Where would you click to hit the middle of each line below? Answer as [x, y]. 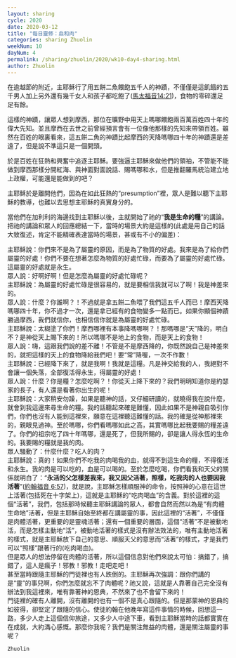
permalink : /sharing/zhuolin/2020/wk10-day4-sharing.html [94, 60]
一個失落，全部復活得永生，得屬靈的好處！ [81, 372]
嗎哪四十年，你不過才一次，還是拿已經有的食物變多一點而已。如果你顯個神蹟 [118, 310]
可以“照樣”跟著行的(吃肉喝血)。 [52, 548]
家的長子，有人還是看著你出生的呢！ [60, 390]
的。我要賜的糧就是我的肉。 [47, 442]
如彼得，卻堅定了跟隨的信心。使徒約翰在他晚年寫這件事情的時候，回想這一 [115, 609]
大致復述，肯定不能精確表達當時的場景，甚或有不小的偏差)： [95, 234]
